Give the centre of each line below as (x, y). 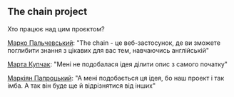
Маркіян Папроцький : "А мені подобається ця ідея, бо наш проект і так (116, 78)
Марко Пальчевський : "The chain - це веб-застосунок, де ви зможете (114, 43)
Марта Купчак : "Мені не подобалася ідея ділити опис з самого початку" (118, 64)
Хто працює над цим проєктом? (56, 29)
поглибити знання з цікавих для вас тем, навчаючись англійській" (108, 50)
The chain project (47, 12)
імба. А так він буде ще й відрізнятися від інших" (82, 86)
